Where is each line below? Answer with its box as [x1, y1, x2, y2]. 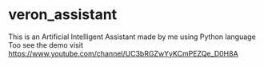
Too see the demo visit [8, 40, 84, 49]
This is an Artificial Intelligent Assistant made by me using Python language [8, 32, 256, 41]
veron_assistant [8, 6, 118, 24]
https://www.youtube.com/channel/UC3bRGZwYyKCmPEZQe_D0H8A [8, 49, 238, 58]
